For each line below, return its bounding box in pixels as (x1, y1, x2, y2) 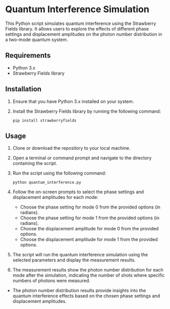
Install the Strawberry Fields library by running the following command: (12, 108, 161, 114)
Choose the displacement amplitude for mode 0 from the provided (20, 226, 159, 232)
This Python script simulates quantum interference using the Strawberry (5, 20, 156, 26)
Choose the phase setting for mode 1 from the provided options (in (20, 215, 160, 221)
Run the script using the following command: (12, 170, 107, 176)
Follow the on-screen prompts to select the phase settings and (12, 189, 144, 195)
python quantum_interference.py (12, 180, 81, 185)
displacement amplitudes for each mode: (12, 194, 98, 200)
